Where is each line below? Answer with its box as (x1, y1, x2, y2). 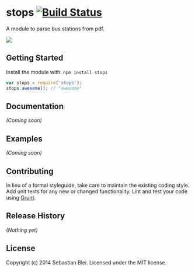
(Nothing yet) (6, 226, 38, 233)
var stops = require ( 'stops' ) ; (6, 79, 82, 86)
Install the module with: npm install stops (6, 68, 108, 75)
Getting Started (6, 53, 64, 63)
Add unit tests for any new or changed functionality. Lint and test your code (6, 187, 188, 195)
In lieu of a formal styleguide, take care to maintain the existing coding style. (6, 182, 190, 189)
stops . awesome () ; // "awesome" (6, 85, 82, 91)
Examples (6, 134, 43, 144)
